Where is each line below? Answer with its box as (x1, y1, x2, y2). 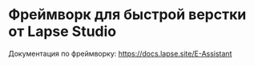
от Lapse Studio (8, 22, 117, 41)
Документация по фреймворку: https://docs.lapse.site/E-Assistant (8, 49, 232, 58)
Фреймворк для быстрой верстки (8, 6, 247, 24)
